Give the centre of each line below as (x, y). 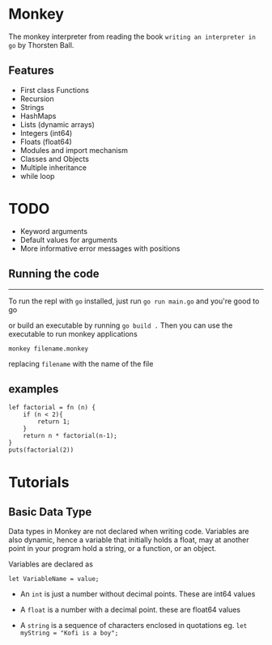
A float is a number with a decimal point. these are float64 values (130, 610)
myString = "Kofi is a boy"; (69, 633)
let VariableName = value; (54, 579)
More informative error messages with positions (100, 248)
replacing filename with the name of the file (81, 363)
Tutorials (39, 482)
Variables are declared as (51, 564)
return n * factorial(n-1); (70, 436)
